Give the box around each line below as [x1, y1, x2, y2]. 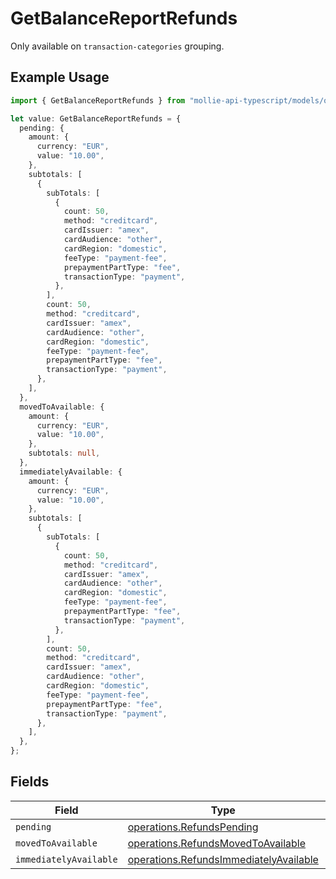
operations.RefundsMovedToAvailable [127, 836, 307, 850]
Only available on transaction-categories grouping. [10, 40, 225, 52]
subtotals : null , [28, 448, 101, 459]
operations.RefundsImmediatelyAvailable [127, 852, 319, 866]
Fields [10, 773, 50, 791]
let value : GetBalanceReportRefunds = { [10, 113, 182, 124]
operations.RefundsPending [127, 820, 259, 834]
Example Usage [10, 69, 110, 86]
